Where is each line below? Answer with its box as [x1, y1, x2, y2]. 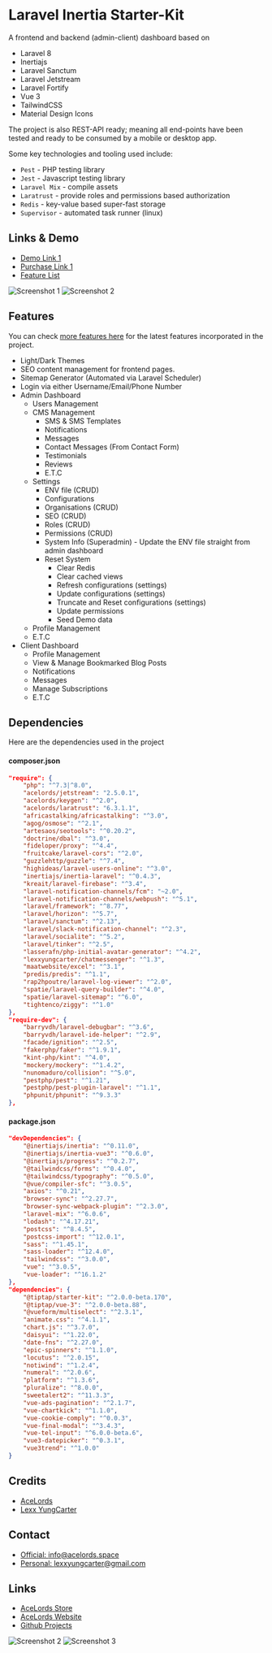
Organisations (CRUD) [44, 502, 119, 512]
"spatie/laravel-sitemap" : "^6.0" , [23, 993, 144, 1001]
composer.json [8, 756, 61, 766]
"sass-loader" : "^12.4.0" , [23, 1247, 114, 1256]
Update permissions [56, 605, 124, 615]
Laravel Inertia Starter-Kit [8, 6, 184, 24]
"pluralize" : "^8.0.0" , [23, 1384, 104, 1392]
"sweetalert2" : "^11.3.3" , [23, 1391, 114, 1399]
